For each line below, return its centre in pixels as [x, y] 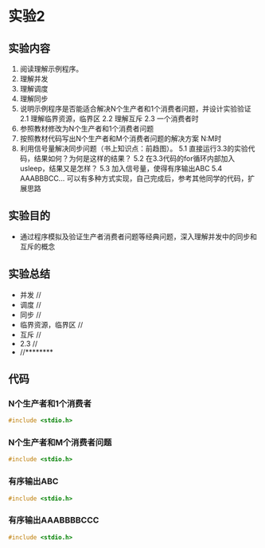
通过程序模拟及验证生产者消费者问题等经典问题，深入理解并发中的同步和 [138, 237]
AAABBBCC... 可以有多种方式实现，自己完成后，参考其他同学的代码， [134, 178]
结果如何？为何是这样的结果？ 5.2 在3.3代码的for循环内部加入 [134, 159]
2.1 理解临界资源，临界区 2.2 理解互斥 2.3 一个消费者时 [109, 119]
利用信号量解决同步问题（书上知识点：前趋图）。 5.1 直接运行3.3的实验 [134, 149]
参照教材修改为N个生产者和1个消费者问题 [87, 129]
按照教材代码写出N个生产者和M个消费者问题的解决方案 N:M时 [121, 139]
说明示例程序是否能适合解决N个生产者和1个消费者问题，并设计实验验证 [136, 109]
